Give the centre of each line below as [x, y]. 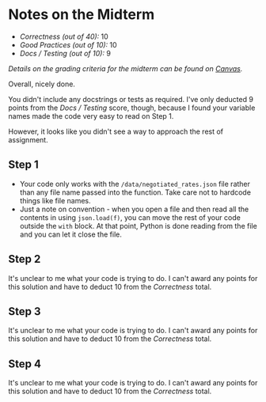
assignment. [28, 139]
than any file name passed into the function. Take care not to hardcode [135, 192]
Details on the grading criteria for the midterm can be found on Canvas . [125, 68]
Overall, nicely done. [42, 84]
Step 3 [25, 311]
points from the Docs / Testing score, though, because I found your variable [132, 108]
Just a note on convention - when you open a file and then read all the [134, 209]
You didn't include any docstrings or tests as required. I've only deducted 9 [131, 99]
